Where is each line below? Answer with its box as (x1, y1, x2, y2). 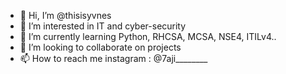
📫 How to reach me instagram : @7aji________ (19, 53, 208, 64)
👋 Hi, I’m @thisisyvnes (19, 10, 112, 21)
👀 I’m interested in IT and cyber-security (19, 20, 187, 32)
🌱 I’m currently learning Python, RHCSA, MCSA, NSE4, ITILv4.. (19, 31, 277, 42)
